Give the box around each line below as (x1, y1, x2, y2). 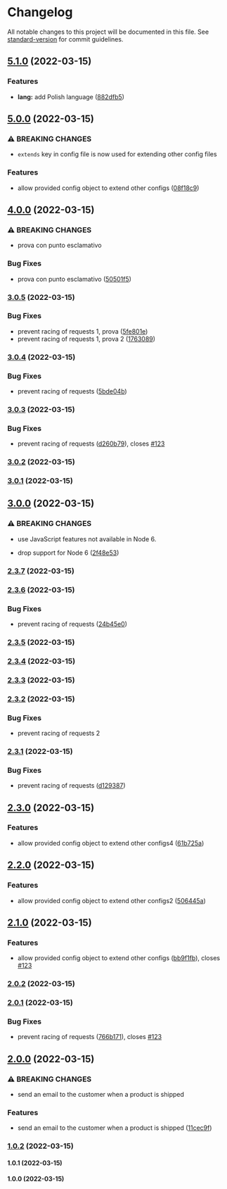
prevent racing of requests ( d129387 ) (17, 781, 126, 790)
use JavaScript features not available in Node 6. (17, 534, 157, 543)
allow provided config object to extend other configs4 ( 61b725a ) (17, 838, 205, 847)
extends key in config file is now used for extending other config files (17, 150, 217, 158)
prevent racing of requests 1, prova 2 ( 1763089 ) (17, 334, 156, 343)
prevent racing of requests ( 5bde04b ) (17, 387, 128, 396)
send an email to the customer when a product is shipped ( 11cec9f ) (17, 1124, 212, 1132)
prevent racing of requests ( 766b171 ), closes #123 (17, 1033, 162, 1041)
